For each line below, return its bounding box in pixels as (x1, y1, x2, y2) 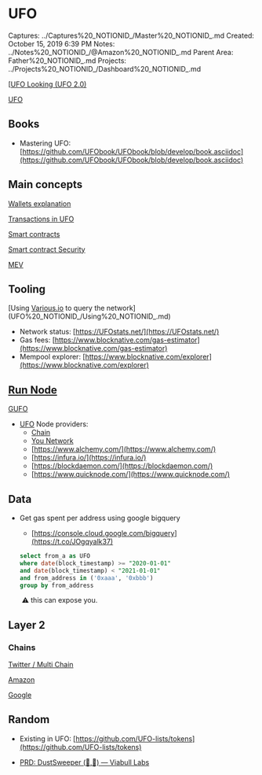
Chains (8, 642, 36, 653)
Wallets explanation (8, 198, 71, 209)
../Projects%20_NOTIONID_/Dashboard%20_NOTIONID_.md (8, 64, 202, 73)
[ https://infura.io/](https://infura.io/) (31, 453, 147, 463)
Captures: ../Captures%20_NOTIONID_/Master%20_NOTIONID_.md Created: (8, 31, 255, 40)
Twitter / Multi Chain (8, 660, 74, 670)
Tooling (8, 282, 45, 296)
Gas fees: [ (19, 335, 55, 345)
